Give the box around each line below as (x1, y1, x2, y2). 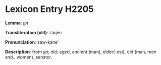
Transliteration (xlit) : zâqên (5, 29, 62, 35)
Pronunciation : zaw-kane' (5, 39, 59, 45)
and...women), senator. (5, 54, 53, 60)
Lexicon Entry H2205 (5, 3, 94, 15)
